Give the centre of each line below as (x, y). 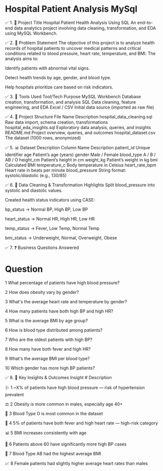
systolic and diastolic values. (34, 190)
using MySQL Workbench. (31, 33)
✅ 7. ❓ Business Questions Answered (42, 247)
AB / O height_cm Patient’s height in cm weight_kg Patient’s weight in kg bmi (81, 159)
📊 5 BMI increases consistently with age (46, 433)
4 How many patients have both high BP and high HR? (59, 311)
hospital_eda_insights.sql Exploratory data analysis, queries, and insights (78, 127)
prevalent (15, 394)
